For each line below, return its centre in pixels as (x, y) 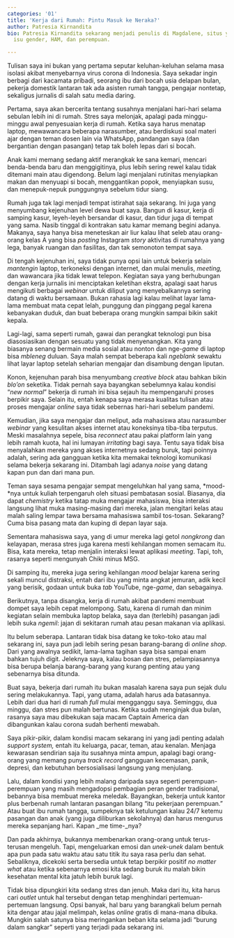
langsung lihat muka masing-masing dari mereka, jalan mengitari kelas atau (115, 508)
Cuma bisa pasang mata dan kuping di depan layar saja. (88, 523)
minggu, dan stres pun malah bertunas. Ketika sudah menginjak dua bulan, (114, 709)
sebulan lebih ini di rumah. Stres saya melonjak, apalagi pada (95, 117)
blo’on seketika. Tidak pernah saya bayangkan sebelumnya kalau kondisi (111, 384)
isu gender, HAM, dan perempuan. (62, 40)
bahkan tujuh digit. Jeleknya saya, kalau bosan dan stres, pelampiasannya (114, 659)
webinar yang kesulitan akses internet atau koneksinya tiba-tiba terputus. (112, 428)
